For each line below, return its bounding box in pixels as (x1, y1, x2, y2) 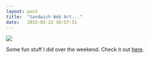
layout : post (6, 8, 38, 14)
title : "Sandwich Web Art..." (6, 14, 83, 20)
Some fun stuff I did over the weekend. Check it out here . (6, 46, 145, 53)
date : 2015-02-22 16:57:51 (6, 19, 77, 25)
